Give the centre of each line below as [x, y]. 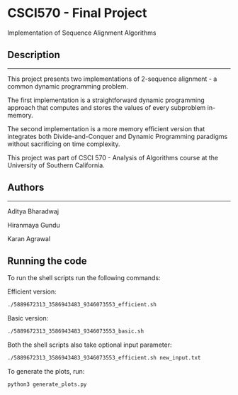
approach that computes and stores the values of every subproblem [107, 107]
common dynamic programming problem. [68, 86]
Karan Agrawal [29, 238]
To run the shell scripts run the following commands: [84, 278]
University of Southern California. [56, 165]
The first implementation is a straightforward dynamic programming [106, 100]
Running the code [47, 261]
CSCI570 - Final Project [77, 13]
